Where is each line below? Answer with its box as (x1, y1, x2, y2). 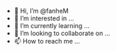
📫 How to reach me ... (13, 37, 80, 45)
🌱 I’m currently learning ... (13, 22, 90, 30)
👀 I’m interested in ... (13, 14, 74, 22)
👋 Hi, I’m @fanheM (13, 7, 69, 15)
